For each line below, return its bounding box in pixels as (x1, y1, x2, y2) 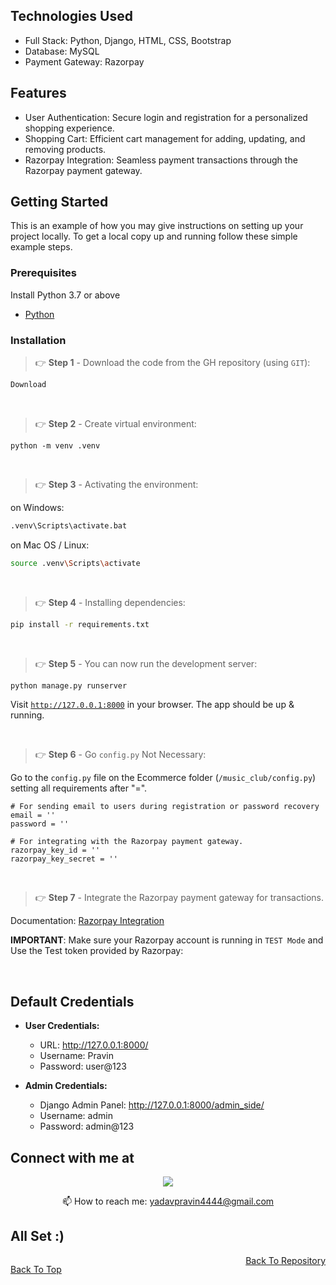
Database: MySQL (24, 45, 100, 57)
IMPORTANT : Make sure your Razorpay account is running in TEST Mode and (10, 934, 324, 946)
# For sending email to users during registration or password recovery (10, 802, 320, 812)
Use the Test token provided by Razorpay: (10, 945, 184, 957)
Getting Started (10, 194, 109, 211)
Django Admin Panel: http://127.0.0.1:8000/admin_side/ (39, 1099, 265, 1111)
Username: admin (39, 1110, 113, 1122)
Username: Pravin (39, 1050, 114, 1062)
